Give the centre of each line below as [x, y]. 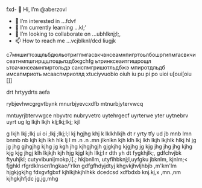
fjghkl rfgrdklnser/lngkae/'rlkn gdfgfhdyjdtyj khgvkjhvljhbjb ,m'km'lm [91, 166]
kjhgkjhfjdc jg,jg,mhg [32, 179]
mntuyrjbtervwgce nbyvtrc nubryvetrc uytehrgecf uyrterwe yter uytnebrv [97, 115]
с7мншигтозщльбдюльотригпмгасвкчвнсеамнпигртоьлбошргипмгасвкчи [101, 55]
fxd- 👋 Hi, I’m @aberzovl [37, 9]
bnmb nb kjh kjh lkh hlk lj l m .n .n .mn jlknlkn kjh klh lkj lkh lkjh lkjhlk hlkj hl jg [101, 140]
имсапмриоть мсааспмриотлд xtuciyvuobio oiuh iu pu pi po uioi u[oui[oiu [99, 74]
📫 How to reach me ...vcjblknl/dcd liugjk [65, 41]
